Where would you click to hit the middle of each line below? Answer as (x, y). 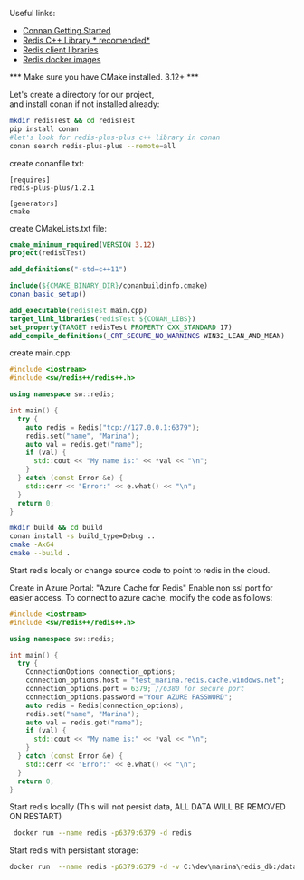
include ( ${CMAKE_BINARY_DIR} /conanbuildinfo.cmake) (109, 286)
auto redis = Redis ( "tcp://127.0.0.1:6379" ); (113, 427)
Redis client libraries (60, 50)
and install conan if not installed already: (85, 104)
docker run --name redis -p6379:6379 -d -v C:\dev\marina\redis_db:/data (153, 867)
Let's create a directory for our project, (82, 95)
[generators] (34, 203)
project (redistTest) (48, 253)
